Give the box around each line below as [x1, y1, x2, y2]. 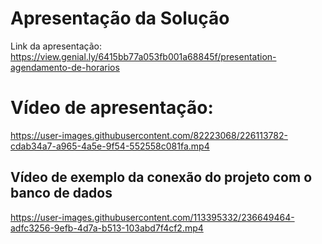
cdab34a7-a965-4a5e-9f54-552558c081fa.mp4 [10, 140, 210, 152]
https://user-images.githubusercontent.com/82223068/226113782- [10, 129, 288, 141]
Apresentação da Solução [10, 7, 230, 30]
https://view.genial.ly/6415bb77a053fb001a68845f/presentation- [10, 50, 277, 62]
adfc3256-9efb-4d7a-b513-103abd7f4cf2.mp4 [10, 222, 204, 234]
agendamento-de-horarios [10, 61, 120, 73]
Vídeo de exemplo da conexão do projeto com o [10, 169, 313, 186]
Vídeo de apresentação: [10, 97, 214, 119]
